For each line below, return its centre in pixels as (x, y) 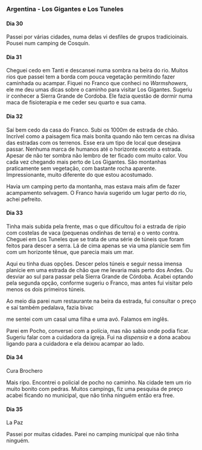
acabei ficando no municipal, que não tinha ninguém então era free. (90, 395)
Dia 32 (14, 116)
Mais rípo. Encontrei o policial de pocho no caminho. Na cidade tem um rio (99, 382)
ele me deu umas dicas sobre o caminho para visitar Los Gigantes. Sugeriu (99, 90)
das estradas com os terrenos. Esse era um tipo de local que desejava (93, 142)
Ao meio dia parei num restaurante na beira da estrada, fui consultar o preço (101, 301)
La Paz (15, 423)
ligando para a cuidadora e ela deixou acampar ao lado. (75, 343)
